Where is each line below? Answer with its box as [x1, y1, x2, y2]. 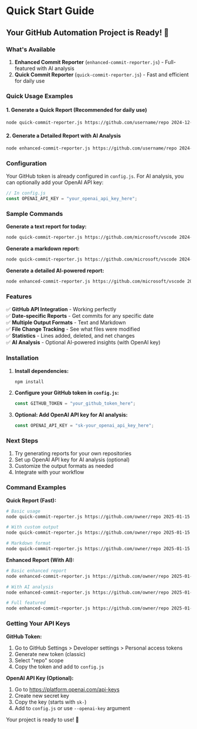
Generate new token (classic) [14, 650, 86, 657]
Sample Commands [6, 209, 63, 218]
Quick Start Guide [6, 4, 95, 18]
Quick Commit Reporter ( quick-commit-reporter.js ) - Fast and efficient [14, 71, 189, 78]
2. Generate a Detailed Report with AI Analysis [6, 132, 121, 139]
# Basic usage [6, 508, 41, 514]
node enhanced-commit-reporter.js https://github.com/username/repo [6, 145, 177, 151]
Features [6, 292, 32, 301]
